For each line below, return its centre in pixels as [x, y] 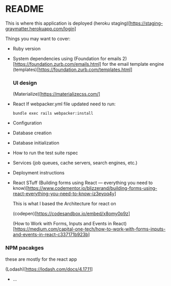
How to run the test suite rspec [45, 153]
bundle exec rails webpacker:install [53, 114]
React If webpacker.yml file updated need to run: [64, 104]
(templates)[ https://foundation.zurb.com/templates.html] [72, 69]
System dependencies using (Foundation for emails [67, 58]
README [25, 9]
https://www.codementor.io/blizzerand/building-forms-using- [92, 188]
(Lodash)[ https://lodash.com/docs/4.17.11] [49, 269]
